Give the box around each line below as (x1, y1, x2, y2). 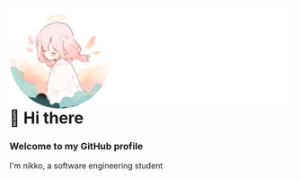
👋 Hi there (9, 108, 84, 128)
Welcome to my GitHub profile (9, 139, 144, 152)
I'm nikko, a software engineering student (9, 160, 163, 171)
